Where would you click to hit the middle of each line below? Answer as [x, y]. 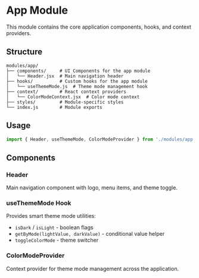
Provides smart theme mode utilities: [51, 216]
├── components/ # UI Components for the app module [78, 71]
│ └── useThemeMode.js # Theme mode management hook [77, 86]
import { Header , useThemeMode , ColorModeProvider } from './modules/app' [101, 139]
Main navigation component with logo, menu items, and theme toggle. [92, 188]
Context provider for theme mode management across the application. [93, 268]
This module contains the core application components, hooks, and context [99, 27]
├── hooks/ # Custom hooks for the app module [77, 81]
